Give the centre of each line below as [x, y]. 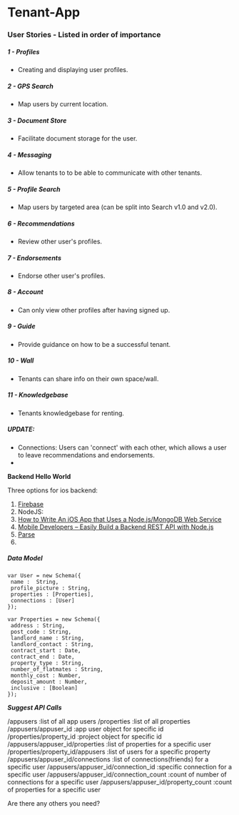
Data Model [25, 558]
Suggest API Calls [35, 707]
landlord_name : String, [47, 638]
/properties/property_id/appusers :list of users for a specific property [109, 751]
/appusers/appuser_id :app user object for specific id [86, 729]
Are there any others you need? [54, 803]
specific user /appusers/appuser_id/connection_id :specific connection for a [120, 766]
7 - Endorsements [35, 258]
